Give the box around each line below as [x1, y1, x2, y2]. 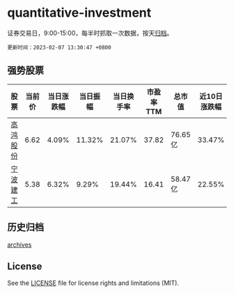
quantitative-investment [7, 5, 152, 21]
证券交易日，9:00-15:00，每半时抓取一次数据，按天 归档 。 [7, 29, 173, 37]
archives [7, 240, 32, 249]
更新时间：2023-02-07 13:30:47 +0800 [7, 44, 111, 51]
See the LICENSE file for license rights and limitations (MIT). [7, 279, 180, 287]
